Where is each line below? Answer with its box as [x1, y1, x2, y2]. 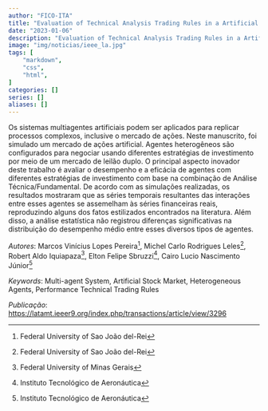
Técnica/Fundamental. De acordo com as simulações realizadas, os [8, 182, 230, 192]
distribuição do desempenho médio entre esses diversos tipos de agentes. [8, 224, 254, 234]
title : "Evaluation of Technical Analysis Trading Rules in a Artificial [8, 19, 259, 27]
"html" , [22, 71, 48, 79]
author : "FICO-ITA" [8, 11, 73, 20]
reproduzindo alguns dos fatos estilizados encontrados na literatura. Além [8, 207, 251, 217]
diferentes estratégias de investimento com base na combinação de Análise [8, 173, 258, 184]
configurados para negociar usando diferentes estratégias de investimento [8, 148, 254, 158]
